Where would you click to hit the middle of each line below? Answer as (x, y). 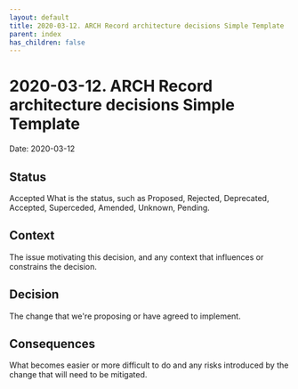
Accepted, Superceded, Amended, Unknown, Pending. (110, 207)
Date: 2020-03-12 (42, 149)
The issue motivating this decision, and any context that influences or (137, 257)
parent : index (36, 34)
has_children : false (48, 42)
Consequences (52, 344)
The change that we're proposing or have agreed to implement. (125, 316)
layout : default (39, 17)
